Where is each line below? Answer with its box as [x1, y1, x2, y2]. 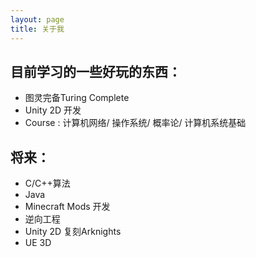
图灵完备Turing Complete [24, 92, 130, 104]
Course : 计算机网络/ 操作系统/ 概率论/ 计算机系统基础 [24, 117, 247, 129]
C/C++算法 [24, 177, 71, 190]
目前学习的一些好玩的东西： [10, 63, 182, 80]
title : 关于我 [10, 24, 65, 34]
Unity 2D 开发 [24, 104, 82, 116]
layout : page [10, 14, 65, 25]
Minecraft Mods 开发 [24, 201, 111, 213]
